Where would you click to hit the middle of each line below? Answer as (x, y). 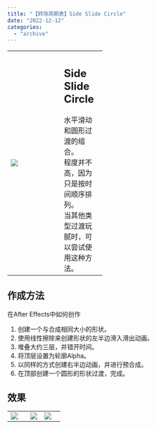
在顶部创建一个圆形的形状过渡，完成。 (73, 373)
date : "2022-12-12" (36, 20)
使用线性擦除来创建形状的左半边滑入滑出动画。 (85, 338)
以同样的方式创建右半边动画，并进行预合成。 (82, 364)
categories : (25, 27)
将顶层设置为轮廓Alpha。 (54, 355)
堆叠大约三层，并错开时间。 (58, 346)
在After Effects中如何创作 (44, 314)
